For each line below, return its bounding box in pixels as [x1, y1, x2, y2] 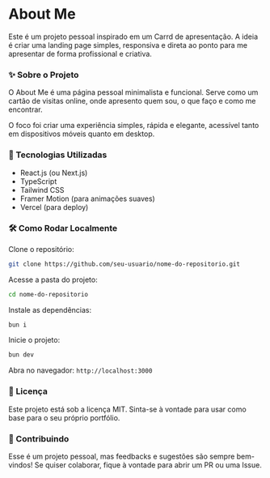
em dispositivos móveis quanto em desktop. [8, 129, 155, 139]
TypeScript [19, 176, 57, 186]
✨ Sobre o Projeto [8, 69, 79, 80]
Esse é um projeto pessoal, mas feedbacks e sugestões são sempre [8, 451, 235, 461]
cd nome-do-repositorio [8, 290, 89, 298]
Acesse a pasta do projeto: [8, 275, 99, 284]
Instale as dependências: [8, 305, 92, 314]
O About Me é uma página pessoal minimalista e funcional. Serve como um [8, 87, 259, 97]
